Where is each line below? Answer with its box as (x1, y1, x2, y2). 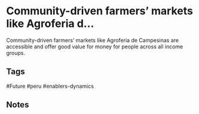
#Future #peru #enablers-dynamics (6, 82, 94, 90)
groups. (6, 49, 26, 56)
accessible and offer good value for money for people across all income (6, 43, 183, 50)
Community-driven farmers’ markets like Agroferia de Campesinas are (6, 36, 179, 44)
